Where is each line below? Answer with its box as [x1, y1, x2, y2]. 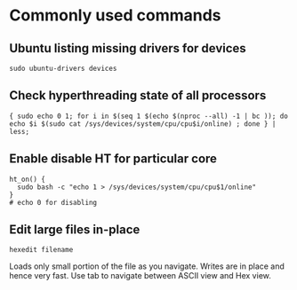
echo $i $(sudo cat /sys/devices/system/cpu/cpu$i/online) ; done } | [9, 119, 277, 129]
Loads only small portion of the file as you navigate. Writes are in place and [9, 261, 285, 271]
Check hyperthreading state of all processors [9, 88, 267, 103]
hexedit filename [9, 246, 74, 255]
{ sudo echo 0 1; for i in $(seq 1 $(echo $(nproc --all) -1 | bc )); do [9, 112, 289, 121]
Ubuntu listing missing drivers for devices [9, 41, 246, 56]
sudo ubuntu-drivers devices [9, 64, 117, 73]
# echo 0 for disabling [9, 198, 98, 207]
